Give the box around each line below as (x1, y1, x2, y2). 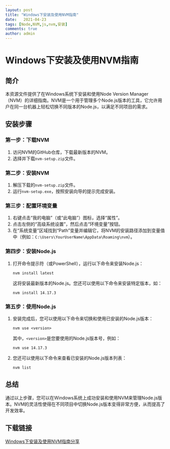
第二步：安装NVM (5, 169, 50, 176)
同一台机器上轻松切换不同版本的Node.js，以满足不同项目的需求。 (14, 104, 151, 109)
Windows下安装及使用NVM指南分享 (5, 438, 80, 444)
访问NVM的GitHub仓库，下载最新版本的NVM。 (12, 149, 111, 155)
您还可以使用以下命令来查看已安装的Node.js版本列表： (12, 355, 127, 361)
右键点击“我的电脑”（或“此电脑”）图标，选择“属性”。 (12, 215, 123, 221)
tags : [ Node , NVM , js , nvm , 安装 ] (5, 21, 67, 27)
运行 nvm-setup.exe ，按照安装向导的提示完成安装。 (12, 188, 118, 194)
